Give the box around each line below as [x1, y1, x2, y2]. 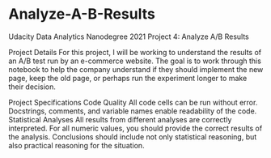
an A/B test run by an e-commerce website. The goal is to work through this [8, 56, 261, 66]
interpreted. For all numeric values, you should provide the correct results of [8, 123, 263, 133]
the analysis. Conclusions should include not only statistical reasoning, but [8, 131, 257, 142]
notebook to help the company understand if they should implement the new [8, 64, 264, 74]
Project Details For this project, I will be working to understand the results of [8, 47, 261, 57]
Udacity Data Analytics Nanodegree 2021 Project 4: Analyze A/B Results [8, 32, 249, 41]
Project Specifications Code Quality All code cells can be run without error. [8, 97, 258, 107]
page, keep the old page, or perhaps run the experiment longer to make [8, 73, 248, 83]
